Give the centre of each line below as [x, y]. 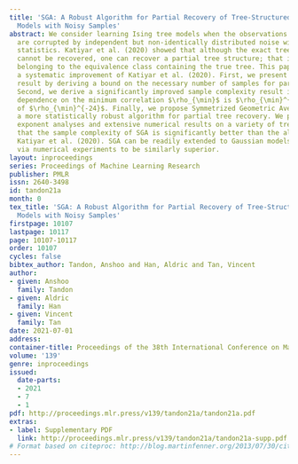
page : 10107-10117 [43, 240]
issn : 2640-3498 [39, 183]
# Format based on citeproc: [63, 446]
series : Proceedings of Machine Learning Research [105, 166]
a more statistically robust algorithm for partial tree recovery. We [150, 116]
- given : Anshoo [39, 281]
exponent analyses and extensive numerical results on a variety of [146, 125]
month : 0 [25, 199]
